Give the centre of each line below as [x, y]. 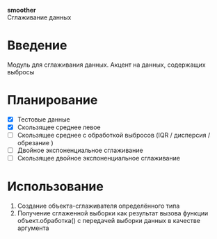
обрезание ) [35, 143]
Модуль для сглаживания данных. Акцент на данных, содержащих [107, 65]
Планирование [53, 100]
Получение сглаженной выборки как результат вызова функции [113, 213]
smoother [22, 10]
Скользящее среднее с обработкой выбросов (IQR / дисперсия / [114, 135]
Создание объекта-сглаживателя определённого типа [98, 206]
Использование [56, 187]
